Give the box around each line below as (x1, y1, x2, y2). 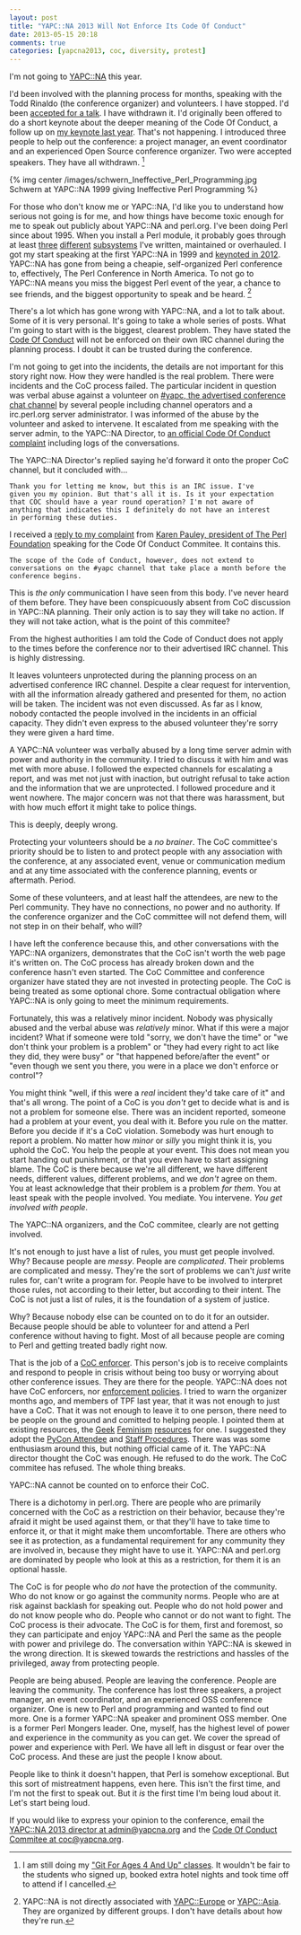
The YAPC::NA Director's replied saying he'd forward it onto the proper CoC (9, 455, 289, 466)
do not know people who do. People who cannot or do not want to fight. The (9, 1610, 291, 1621)
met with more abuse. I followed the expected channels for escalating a (9, 764, 273, 775)
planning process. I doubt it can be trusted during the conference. (9, 344, 253, 355)
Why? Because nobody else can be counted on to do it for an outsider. (9, 1312, 270, 1323)
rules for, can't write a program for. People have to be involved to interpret (9, 1275, 283, 1286)
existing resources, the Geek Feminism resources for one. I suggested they (9, 1424, 287, 1435)
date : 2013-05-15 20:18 (9, 30, 99, 39)
